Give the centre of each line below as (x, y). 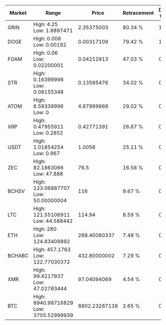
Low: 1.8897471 (53, 31)
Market (18, 13)
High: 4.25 (46, 24)
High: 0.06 (46, 53)
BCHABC (18, 256)
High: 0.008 (47, 38)
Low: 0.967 (47, 153)
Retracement (138, 13)
